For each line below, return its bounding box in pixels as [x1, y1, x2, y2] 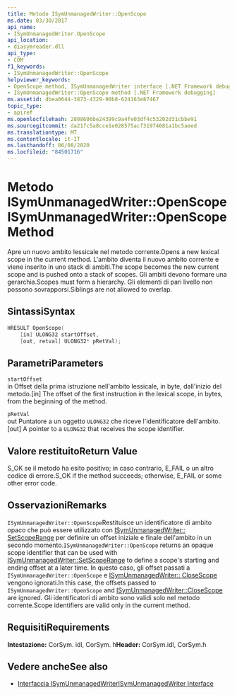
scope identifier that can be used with [7, 548, 118, 556]
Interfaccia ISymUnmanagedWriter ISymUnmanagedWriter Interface [17, 679, 214, 688]
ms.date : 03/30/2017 [7, 17, 68, 24]
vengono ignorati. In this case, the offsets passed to [7, 578, 157, 587]
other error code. [7, 479, 58, 487]
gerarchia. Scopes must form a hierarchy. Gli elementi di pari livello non [7, 277, 213, 286]
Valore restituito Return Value [7, 445, 138, 457]
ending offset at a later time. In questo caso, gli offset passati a [7, 563, 190, 572]
